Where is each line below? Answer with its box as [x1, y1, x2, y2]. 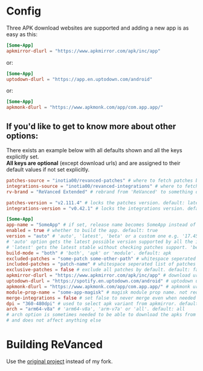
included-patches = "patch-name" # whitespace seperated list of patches [6, 261, 196, 267]
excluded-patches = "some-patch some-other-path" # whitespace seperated [6, 256, 196, 262]
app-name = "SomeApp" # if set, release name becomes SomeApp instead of [6, 222, 196, 228]
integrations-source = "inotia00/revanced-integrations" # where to [6, 183, 182, 189]
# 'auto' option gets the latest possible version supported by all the [6, 239, 193, 245]
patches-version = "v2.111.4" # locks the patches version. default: [6, 199, 185, 206]
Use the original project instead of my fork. [6, 358, 113, 365]
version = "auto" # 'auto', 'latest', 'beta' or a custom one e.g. [6, 233, 180, 239]
